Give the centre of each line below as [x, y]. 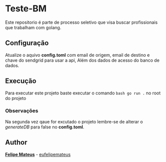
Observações [22, 111]
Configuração [27, 43]
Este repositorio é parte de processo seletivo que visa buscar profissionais [81, 22]
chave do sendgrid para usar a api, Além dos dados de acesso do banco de [82, 60]
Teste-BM [26, 9]
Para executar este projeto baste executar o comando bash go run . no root [83, 93]
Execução [21, 81]
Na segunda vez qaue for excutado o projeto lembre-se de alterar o [74, 121]
